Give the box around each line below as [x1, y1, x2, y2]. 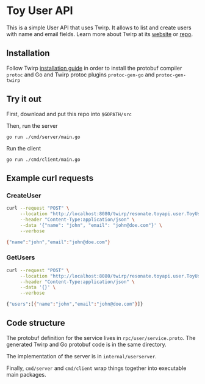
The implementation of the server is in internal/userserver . [6, 352, 157, 360]
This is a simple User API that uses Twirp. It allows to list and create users [6, 24, 192, 31]
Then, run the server [6, 122, 58, 129]
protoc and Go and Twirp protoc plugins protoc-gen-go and [6, 71, 155, 78]
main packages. [6, 371, 47, 378]
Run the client [6, 144, 41, 152]
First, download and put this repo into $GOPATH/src [6, 110, 132, 117]
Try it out [6, 94, 41, 105]
